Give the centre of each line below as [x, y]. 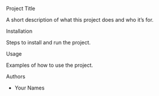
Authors [16, 76]
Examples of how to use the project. [50, 65]
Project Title [21, 8]
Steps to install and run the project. [48, 42]
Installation [19, 31]
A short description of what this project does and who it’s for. [80, 20]
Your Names [30, 88]
